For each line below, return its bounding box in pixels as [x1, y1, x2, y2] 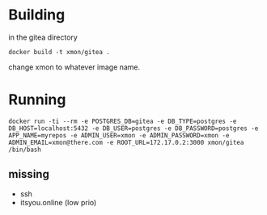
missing [8, 167, 50, 181]
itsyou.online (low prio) [19, 197, 97, 207]
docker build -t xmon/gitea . [8, 48, 111, 56]
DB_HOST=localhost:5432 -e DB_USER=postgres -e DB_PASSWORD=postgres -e [8, 124, 259, 133]
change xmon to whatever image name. [8, 62, 141, 72]
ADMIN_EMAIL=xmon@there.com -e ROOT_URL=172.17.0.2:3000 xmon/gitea [8, 138, 244, 146]
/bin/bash [8, 145, 42, 154]
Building [8, 6, 66, 24]
